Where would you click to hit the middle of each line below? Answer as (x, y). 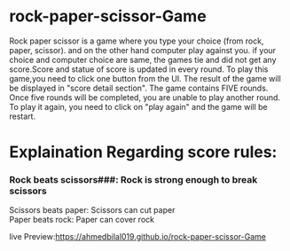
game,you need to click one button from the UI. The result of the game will (145, 78)
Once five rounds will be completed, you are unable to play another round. (145, 97)
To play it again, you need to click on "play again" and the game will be (138, 106)
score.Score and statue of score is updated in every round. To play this (139, 69)
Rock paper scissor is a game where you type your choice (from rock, (137, 41)
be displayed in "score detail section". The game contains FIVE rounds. (139, 88)
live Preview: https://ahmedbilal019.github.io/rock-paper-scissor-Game (137, 237)
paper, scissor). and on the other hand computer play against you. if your (143, 50)
